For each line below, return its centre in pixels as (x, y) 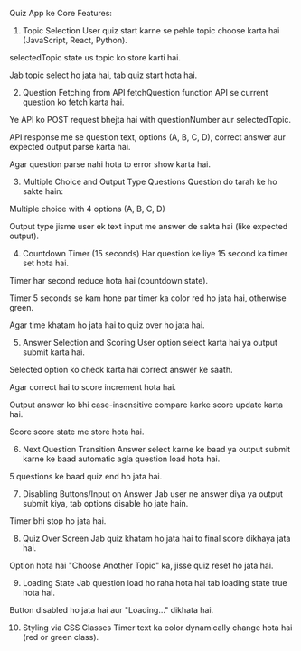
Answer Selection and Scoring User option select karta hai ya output (150, 343)
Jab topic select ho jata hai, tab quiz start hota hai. (103, 75)
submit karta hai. (54, 352)
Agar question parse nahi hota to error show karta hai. (110, 164)
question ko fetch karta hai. (73, 102)
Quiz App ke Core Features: (61, 13)
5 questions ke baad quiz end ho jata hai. (86, 476)
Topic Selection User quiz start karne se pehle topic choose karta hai (151, 30)
